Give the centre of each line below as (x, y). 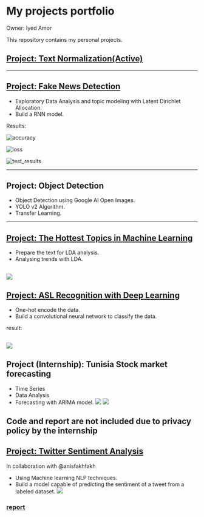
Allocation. (29, 107)
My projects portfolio (60, 11)
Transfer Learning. (38, 213)
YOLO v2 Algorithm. (40, 207)
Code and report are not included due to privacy (99, 421)
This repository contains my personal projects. (64, 39)
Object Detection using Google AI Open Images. (75, 200)
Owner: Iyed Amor (29, 28)
